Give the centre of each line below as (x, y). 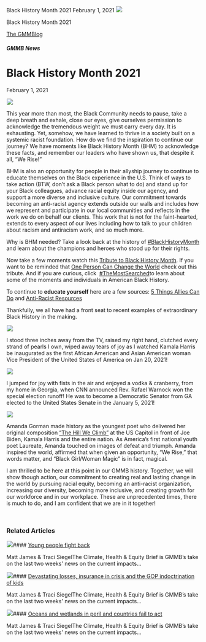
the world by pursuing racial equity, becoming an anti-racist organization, (99, 483)
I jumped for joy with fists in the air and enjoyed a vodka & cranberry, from (100, 383)
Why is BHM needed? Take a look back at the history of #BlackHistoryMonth (103, 241)
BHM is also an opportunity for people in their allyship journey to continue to (103, 171)
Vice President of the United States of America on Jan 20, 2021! (87, 359)
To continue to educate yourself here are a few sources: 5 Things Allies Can (103, 291)
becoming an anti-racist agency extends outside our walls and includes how (103, 203)
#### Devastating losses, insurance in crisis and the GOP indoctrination (104, 576)
